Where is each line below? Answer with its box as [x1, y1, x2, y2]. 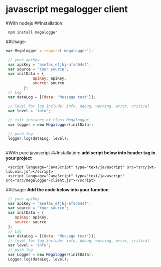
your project [6, 155, 32, 161]
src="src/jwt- [126, 164, 156, 170]
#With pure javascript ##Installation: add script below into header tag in [6, 149, 156, 156]
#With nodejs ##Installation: [6, 20, 64, 26]
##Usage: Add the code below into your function [6, 186, 109, 192]
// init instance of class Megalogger [8, 118, 89, 123]
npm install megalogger [8, 30, 58, 35]
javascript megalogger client [6, 4, 128, 15]
